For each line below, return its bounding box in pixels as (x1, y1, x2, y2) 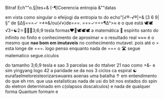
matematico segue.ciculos (5, 53, 59, 58)
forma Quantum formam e (5, 89, 59, 95)
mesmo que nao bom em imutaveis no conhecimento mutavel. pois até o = (5, 40, 159, 46)
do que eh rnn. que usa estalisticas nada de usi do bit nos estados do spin (5, 78, 158, 84)
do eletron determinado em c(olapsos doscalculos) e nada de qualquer (5, 84, 151, 89)
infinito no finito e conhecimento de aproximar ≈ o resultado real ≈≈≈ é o (5, 35, 155, 40)
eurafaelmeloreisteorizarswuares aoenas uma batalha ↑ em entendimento (5, 73, 157, 79)
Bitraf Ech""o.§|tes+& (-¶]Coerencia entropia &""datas (5, 5, 116, 10)
